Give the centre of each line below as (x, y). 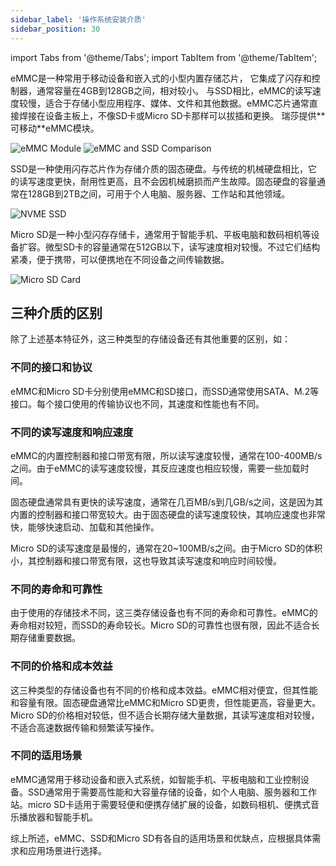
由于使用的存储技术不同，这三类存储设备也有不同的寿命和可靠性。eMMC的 (164, 613)
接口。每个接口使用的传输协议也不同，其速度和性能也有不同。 (137, 403)
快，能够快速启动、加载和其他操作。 (85, 527)
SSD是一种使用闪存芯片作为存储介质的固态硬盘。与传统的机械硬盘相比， (159, 168)
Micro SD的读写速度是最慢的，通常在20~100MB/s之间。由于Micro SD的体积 (166, 548)
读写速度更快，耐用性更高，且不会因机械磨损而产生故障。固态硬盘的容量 (167, 181)
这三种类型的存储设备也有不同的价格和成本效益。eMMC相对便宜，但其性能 (164, 690)
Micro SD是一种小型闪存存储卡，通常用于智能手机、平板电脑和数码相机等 (161, 234)
